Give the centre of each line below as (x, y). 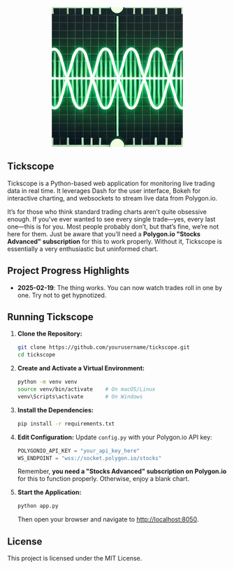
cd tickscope (36, 355)
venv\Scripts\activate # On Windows (80, 396)
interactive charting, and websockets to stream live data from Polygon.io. (112, 198)
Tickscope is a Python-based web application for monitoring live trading (111, 183)
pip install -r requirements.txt (66, 424)
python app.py (38, 506)
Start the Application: (49, 492)
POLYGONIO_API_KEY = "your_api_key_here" (79, 451)
